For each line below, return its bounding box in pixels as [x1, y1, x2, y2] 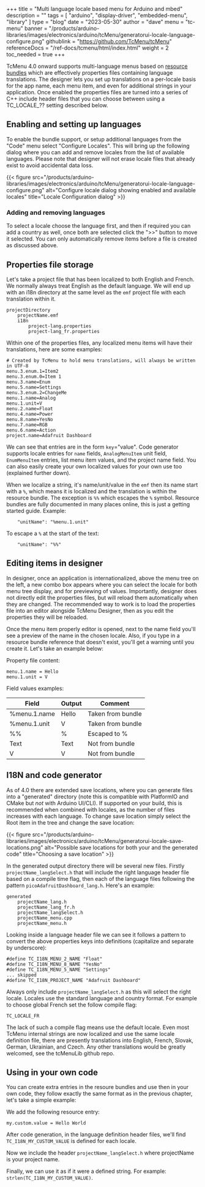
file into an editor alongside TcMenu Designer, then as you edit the [6, 607, 174, 614]
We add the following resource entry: [6, 1108, 100, 1116]
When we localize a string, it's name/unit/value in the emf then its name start [6, 481, 198, 489]
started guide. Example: [6, 507, 66, 514]
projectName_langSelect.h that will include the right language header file [6, 869, 190, 876]
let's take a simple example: [6, 1096, 76, 1104]
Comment [100, 699, 130, 708]
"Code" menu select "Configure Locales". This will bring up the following [6, 142, 190, 149]
